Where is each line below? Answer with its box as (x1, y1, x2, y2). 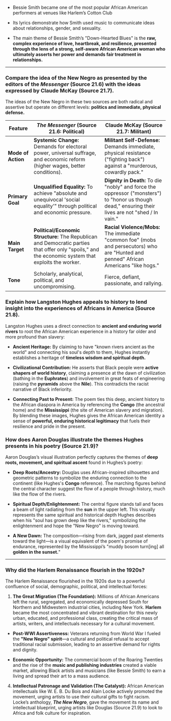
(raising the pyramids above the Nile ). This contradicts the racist (12, 380, 149, 387)
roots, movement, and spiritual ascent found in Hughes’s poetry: (5, 459, 143, 465)
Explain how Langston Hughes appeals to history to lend (5, 299, 148, 306)
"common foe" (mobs (104, 236, 156, 243)
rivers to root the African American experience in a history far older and (5, 328, 156, 334)
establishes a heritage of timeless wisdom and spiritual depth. (12, 354, 146, 360)
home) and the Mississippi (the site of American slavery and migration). (12, 407, 164, 413)
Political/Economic (34, 227, 80, 234)
